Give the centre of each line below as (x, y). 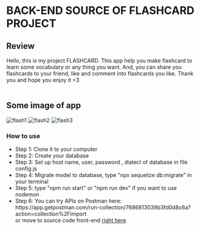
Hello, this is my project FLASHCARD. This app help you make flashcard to (99, 61)
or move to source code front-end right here (71, 220)
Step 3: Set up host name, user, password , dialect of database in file (101, 162)
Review (21, 46)
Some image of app (43, 106)
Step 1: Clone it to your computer (56, 149)
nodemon (27, 195)
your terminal (32, 182)
